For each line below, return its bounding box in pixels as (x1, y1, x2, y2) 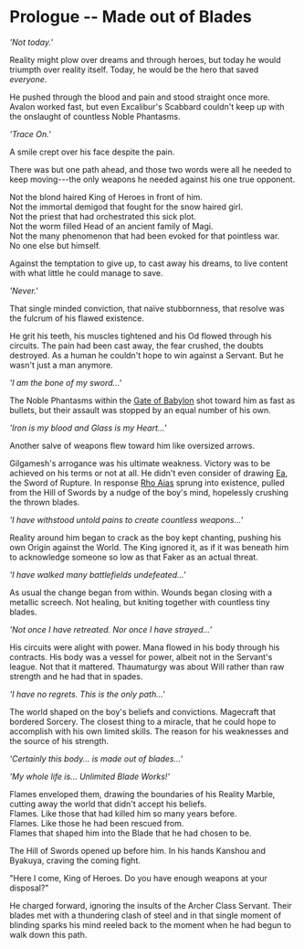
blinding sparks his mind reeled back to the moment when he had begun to (9, 919, 292, 930)
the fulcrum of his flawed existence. (9, 313, 144, 324)
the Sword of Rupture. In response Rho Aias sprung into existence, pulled (9, 477, 286, 488)
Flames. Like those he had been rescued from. (9, 817, 184, 828)
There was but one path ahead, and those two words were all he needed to (9, 164, 292, 175)
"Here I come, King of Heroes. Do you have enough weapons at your (9, 872, 267, 883)
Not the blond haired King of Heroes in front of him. (9, 191, 204, 202)
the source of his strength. (9, 735, 110, 746)
